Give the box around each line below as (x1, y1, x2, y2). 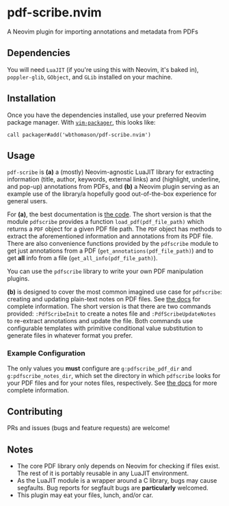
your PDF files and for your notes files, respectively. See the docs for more (7, 379, 217, 387)
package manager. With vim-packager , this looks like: (7, 118, 156, 126)
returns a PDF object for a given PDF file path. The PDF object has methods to (7, 225, 222, 233)
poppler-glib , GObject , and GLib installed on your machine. (7, 73, 173, 81)
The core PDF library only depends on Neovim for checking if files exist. (16, 462, 220, 470)
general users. (7, 197, 48, 205)
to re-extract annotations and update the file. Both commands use (7, 317, 193, 325)
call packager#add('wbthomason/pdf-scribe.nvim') (7, 131, 152, 138)
